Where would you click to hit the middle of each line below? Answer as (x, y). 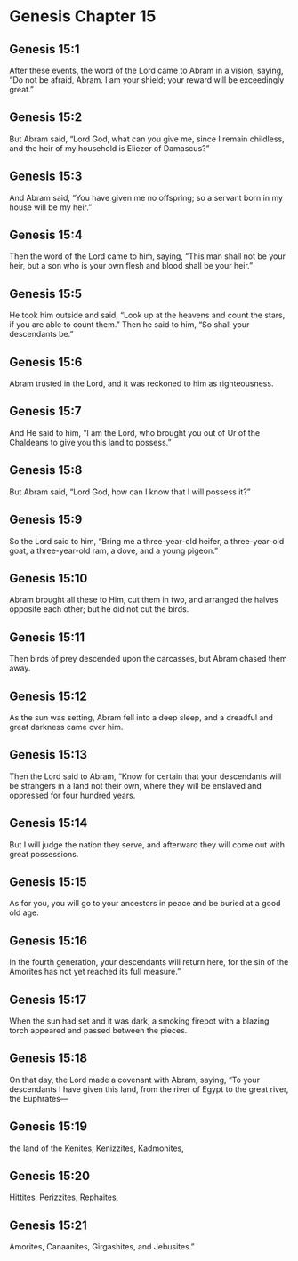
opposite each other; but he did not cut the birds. (99, 609)
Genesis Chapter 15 (83, 16)
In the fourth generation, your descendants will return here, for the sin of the (149, 962)
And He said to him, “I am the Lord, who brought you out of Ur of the (135, 432)
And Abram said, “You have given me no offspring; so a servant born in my (146, 197)
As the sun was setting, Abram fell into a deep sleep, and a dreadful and (141, 717)
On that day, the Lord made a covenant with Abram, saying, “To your (135, 1080)
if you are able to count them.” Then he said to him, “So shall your (129, 325)
